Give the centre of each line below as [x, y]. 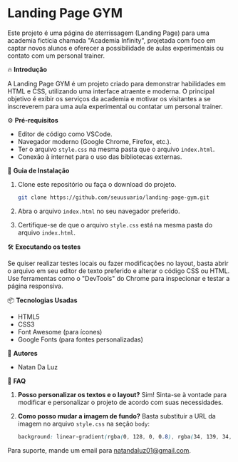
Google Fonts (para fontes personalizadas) [81, 339]
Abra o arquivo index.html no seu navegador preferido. [99, 211]
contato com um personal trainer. [56, 56]
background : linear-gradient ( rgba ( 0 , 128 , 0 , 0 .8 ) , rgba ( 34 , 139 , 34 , [125, 436]
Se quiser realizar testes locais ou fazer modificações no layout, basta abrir [118, 263]
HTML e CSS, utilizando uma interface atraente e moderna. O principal [111, 91]
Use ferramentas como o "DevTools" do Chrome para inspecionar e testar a [119, 278]
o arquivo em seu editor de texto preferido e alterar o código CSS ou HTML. [119, 271]
